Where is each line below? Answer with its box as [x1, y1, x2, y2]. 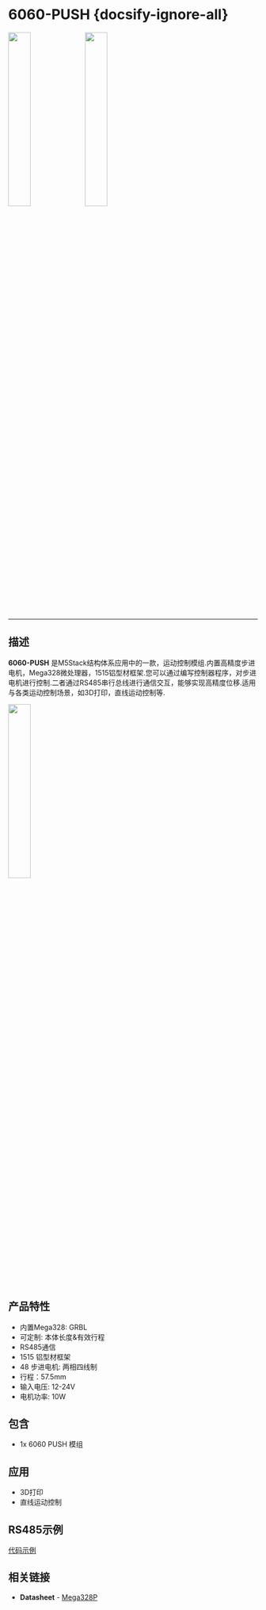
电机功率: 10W [19, 1391, 66, 1401]
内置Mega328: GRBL [19, 1322, 88, 1332]
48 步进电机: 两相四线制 [19, 1362, 97, 1371]
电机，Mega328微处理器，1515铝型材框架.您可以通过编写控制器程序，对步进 [8, 667, 257, 677]
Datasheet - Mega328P [19, 1592, 98, 1602]
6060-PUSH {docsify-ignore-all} [8, 6, 229, 24]
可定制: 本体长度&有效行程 [19, 1332, 105, 1341]
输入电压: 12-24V [19, 1382, 75, 1391]
